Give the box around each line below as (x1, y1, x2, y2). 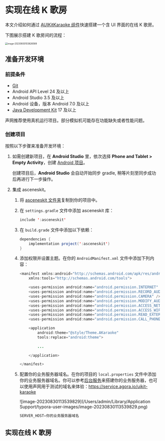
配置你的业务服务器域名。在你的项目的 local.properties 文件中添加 (19, 371, 157, 377)
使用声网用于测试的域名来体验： (24, 383, 89, 389)
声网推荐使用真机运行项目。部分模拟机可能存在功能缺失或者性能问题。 (5, 117, 147, 123)
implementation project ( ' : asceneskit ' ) (28, 241, 110, 246)
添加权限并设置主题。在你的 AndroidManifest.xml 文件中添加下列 (19, 255, 150, 261)
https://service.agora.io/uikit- (88, 383, 148, 389)
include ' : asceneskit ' (19, 217, 66, 222)
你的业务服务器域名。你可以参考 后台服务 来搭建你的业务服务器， (19, 378, 149, 383)
